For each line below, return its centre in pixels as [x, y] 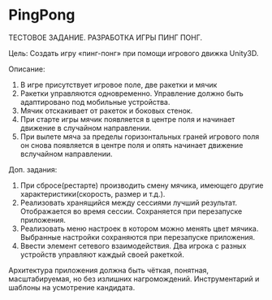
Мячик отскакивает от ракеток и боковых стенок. [106, 111]
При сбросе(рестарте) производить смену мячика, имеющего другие [142, 185]
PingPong [42, 15]
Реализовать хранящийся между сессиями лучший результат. [129, 202]
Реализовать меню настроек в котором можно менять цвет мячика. [139, 228]
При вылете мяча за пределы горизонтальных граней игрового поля [140, 137]
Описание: [27, 69]
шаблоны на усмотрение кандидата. [72, 287]
